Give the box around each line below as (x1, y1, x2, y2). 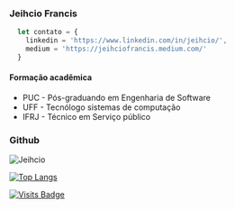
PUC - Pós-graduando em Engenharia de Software (22, 93, 212, 103)
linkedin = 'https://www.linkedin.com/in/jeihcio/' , (25, 36, 228, 45)
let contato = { (17, 28, 78, 37)
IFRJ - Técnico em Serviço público (22, 112, 151, 122)
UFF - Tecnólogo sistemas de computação (22, 102, 181, 113)
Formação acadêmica (9, 72, 93, 83)
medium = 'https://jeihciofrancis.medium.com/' (25, 44, 207, 54)
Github (9, 133, 41, 146)
